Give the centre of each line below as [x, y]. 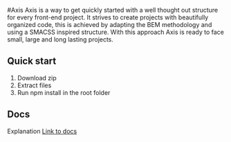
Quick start [32, 61]
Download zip [37, 78]
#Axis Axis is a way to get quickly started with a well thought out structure [113, 10]
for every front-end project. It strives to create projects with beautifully [108, 17]
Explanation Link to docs [42, 131]
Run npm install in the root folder [64, 92]
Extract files [34, 85]
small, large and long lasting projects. [61, 39]
